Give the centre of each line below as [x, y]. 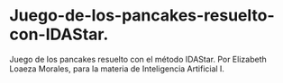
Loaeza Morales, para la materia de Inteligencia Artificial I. [117, 69]
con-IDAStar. [59, 34]
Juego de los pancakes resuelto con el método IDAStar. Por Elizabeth [138, 59]
